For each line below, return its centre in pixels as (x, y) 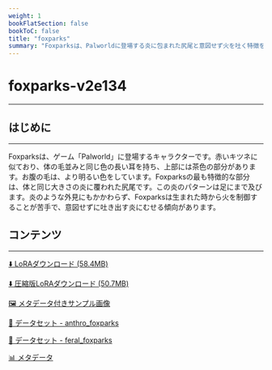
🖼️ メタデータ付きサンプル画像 (59, 303)
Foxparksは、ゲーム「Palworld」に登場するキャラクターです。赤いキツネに (133, 156)
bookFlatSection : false (49, 23)
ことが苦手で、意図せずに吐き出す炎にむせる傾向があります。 (118, 206)
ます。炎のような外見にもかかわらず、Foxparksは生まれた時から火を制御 (130, 197)
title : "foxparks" (39, 38)
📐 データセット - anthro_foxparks (64, 323)
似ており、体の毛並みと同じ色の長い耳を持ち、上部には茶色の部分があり (129, 166)
